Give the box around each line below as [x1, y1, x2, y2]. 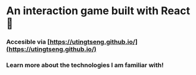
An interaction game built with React [6, 4, 191, 18]
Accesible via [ [6, 38, 50, 46]
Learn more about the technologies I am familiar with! [6, 61, 164, 69]
